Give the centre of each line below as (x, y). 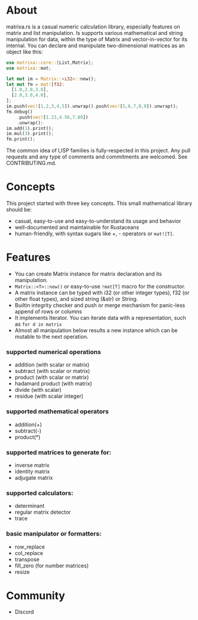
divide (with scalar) (38, 390)
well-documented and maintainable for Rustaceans (77, 228)
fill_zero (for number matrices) (51, 566)
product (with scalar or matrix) (52, 377)
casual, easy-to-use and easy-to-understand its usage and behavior (98, 221)
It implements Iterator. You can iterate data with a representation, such (100, 318)
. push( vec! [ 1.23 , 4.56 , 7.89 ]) (53, 117)
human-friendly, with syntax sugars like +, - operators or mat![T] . (94, 233)
